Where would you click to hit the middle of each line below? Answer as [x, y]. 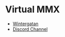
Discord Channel [30, 29]
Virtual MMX [32, 10]
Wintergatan [26, 24]
